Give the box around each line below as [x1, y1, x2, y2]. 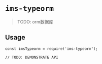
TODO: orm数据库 [17, 19, 54, 24]
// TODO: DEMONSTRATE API [5, 55, 58, 60]
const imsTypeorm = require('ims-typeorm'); [5, 46, 98, 51]
